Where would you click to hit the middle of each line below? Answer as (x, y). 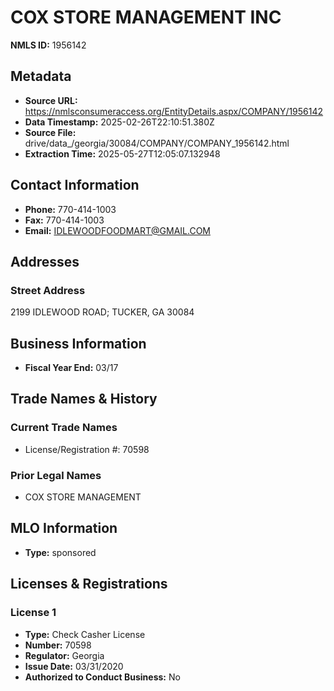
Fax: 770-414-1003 (64, 220)
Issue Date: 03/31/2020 (74, 666)
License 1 (33, 613)
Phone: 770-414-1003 (70, 209)
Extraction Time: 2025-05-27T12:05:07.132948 (122, 153)
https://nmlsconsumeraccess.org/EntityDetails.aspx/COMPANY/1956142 (174, 111)
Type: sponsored (60, 552)
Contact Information (75, 185)
